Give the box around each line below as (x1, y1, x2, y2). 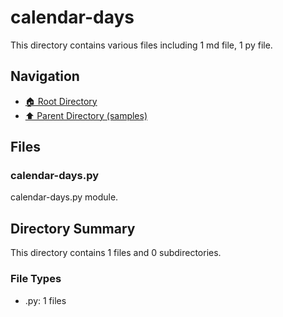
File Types (10, 272, 62, 286)
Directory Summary (10, 220, 136, 237)
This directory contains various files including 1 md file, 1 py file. (10, 39, 273, 51)
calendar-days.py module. (10, 191, 119, 203)
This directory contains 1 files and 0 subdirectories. (10, 247, 222, 259)
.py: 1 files (24, 294, 67, 306)
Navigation (10, 68, 80, 85)
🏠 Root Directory (24, 95, 98, 107)
